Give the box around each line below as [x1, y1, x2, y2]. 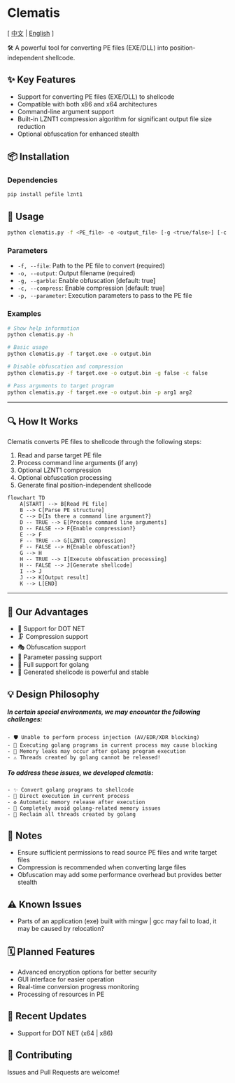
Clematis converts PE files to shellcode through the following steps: [7, 438, 201, 446]
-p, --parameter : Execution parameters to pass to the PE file [17, 291, 192, 300]
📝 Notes [7, 829, 43, 841]
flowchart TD [7, 495, 45, 502]
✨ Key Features [7, 74, 76, 85]
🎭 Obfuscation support [17, 643, 86, 651]
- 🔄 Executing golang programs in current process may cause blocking [7, 741, 218, 749]
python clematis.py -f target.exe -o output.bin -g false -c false [7, 369, 208, 376]
